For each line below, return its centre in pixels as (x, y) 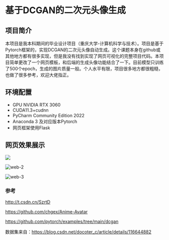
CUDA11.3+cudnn (30, 110)
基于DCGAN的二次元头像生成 (66, 10)
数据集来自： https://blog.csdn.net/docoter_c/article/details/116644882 (78, 231)
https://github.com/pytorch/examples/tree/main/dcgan (62, 221)
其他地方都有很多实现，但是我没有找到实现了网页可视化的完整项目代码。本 (82, 56)
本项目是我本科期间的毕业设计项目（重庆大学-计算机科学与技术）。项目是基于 (84, 44)
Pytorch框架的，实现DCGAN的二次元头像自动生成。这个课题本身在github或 (83, 50)
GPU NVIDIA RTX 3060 (36, 105)
